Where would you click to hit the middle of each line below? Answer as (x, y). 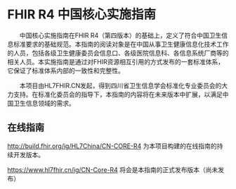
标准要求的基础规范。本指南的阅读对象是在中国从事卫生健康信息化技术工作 (121, 44)
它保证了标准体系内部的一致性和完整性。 (66, 71)
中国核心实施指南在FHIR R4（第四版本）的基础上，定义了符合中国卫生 (121, 35)
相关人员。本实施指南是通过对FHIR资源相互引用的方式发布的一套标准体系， (116, 61)
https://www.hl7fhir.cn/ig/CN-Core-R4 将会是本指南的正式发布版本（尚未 (113, 169)
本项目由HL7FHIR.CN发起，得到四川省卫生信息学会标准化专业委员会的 (121, 85)
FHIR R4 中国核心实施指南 (82, 14)
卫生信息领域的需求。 (44, 103)
